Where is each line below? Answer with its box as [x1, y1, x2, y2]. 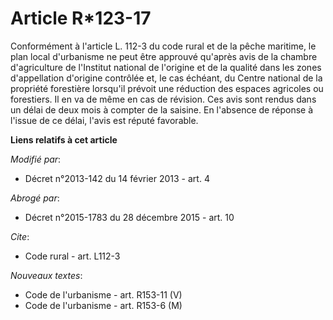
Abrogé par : [10, 192, 60, 204]
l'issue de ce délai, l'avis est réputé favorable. [10, 114, 199, 126]
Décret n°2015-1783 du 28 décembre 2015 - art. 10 [24, 211, 235, 223]
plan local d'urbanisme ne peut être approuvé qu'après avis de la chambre [10, 50, 318, 62]
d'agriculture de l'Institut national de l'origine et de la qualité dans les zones [10, 61, 322, 73]
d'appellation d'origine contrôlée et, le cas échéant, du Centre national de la [10, 72, 323, 84]
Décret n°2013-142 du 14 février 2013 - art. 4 [24, 172, 210, 184]
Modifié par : [10, 153, 62, 165]
